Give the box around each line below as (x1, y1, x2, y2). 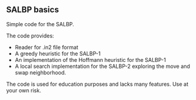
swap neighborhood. (14, 68, 66, 76)
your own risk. (6, 86, 42, 94)
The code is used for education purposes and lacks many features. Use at (6, 80, 189, 87)
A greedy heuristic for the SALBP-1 (14, 50, 101, 57)
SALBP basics (6, 5, 59, 15)
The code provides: (6, 32, 54, 39)
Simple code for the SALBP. (6, 20, 75, 27)
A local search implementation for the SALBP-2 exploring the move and (14, 62, 190, 70)
